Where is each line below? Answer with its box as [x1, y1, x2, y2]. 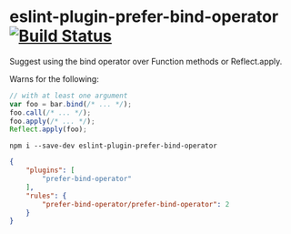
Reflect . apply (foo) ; [9, 125, 88, 134]
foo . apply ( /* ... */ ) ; [9, 117, 95, 126]
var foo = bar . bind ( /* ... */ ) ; [9, 99, 132, 108]
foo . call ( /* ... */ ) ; [9, 107, 92, 117]
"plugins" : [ [25, 166, 75, 175]
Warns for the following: [9, 73, 100, 84]
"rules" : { [25, 191, 67, 200]
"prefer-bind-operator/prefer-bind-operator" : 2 [42, 199, 230, 209]
